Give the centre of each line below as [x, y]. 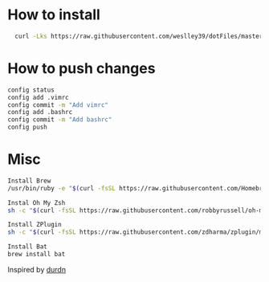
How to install [54, 15]
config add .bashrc [40, 112]
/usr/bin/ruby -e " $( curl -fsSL [61, 188]
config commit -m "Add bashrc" [60, 120]
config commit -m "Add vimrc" [58, 105]
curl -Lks [31, 36]
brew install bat [37, 255]
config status [31, 90]
